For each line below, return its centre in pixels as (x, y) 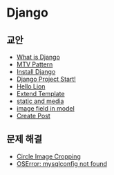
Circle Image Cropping (48, 156)
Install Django (36, 72)
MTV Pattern (35, 64)
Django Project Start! (46, 79)
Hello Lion (31, 86)
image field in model (46, 108)
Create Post (33, 116)
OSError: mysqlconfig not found (62, 163)
